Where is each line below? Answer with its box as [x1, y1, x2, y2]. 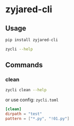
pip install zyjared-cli [5, 37, 58, 42]
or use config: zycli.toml [5, 97, 59, 103]
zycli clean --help [5, 88, 47, 93]
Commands [5, 61, 43, 69]
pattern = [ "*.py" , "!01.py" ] [5, 116, 70, 121]
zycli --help [5, 46, 33, 52]
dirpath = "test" [5, 111, 42, 117]
